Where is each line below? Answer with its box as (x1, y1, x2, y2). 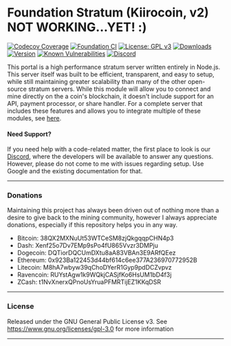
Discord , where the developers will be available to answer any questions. (7, 153, 214, 161)
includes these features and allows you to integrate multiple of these (7, 107, 201, 115)
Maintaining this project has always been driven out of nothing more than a (7, 206, 219, 215)
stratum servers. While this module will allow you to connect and (28, 85, 211, 93)
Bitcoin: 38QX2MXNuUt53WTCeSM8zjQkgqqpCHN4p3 (16, 234, 174, 242)
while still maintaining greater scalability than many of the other (7, 77, 187, 85)
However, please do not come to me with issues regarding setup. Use (7, 160, 204, 168)
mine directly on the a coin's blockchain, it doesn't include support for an (7, 91, 214, 100)
